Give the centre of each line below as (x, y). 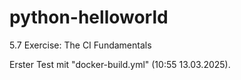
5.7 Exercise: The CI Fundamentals (80, 45)
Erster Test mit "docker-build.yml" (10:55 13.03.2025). (120, 64)
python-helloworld (89, 17)
